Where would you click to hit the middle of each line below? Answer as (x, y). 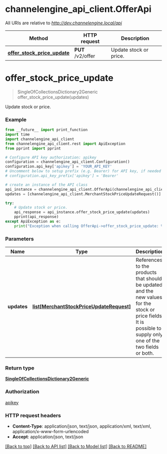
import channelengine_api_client (40, 139)
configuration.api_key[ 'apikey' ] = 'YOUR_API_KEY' (59, 167)
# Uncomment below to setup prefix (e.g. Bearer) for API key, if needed (83, 171)
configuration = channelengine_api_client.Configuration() (68, 162)
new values (149, 298)
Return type (20, 368)
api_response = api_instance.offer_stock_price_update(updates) (82, 212)
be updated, (150, 285)
